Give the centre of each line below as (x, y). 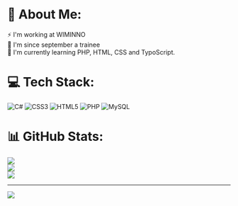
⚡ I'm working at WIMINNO (47, 34)
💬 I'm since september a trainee (54, 45)
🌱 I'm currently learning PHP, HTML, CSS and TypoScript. (91, 52)
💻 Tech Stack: (51, 82)
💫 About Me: (45, 15)
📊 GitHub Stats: (56, 137)
